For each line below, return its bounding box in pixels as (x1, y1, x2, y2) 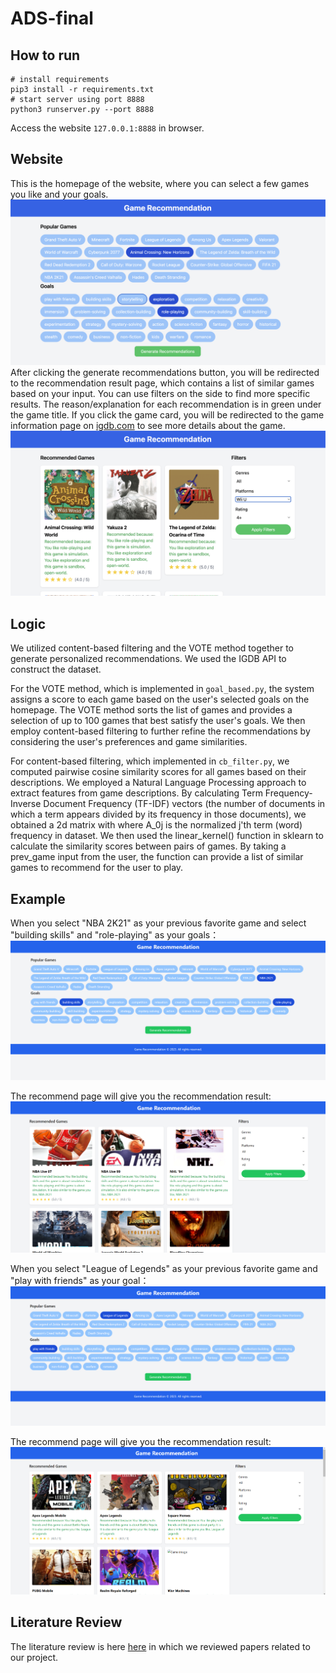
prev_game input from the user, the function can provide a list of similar (10, 851, 304, 863)
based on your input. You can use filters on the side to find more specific (10, 387, 311, 399)
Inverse (10, 798, 42, 810)
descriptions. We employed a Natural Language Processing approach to (10, 777, 307, 789)
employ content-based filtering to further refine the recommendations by (10, 725, 311, 737)
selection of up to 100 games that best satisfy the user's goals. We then (10, 715, 306, 727)
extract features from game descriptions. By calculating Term (10, 787, 263, 799)
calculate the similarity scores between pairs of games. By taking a (10, 840, 287, 852)
